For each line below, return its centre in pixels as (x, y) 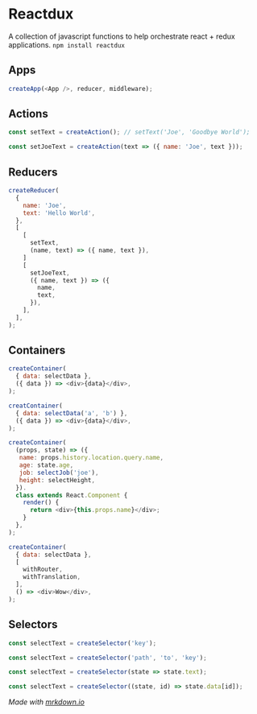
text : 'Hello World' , (59, 213)
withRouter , (43, 570)
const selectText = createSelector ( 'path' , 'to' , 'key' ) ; (108, 658)
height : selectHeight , (57, 480)
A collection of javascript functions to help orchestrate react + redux (122, 36)
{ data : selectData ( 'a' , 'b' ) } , (72, 413)
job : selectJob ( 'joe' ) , (59, 473)
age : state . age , (46, 465)
